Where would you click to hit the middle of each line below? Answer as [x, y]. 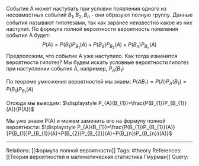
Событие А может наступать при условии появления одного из [86, 9]
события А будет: [28, 35]
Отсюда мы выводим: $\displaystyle [52, 103]
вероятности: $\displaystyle [41, 127]
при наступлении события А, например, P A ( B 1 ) [65, 69]
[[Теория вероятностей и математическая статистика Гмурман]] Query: [97, 157]
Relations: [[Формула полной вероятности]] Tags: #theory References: [94, 150]
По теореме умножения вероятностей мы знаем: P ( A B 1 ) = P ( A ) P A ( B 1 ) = [96, 82]
